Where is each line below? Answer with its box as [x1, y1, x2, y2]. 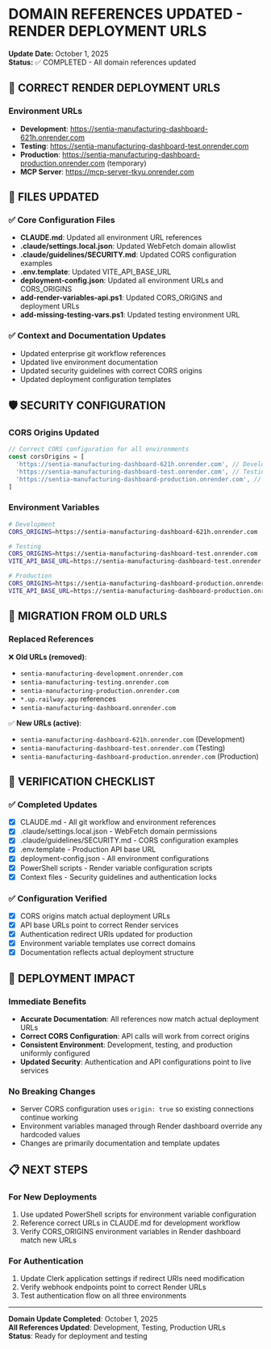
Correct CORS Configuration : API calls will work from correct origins [19, 1031, 250, 1040]
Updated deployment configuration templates [19, 374, 172, 384]
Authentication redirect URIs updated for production [19, 930, 194, 939]
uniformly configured [19, 1048, 90, 1058]
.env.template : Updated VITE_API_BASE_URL [19, 267, 172, 277]
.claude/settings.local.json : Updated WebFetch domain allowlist [19, 242, 236, 251]
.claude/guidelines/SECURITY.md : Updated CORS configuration [19, 250, 237, 259]
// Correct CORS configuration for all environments [8, 445, 190, 453]
